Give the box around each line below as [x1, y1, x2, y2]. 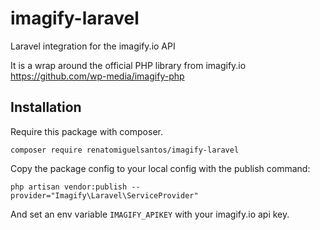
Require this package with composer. [10, 125, 163, 137]
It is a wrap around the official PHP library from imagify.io [10, 59, 247, 71]
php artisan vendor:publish [10, 182, 128, 192]
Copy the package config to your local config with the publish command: [10, 162, 311, 174]
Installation [10, 99, 82, 116]
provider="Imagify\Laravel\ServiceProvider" [10, 190, 199, 201]
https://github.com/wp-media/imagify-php [10, 70, 185, 82]
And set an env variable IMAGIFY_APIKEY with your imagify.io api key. [10, 208, 290, 220]
